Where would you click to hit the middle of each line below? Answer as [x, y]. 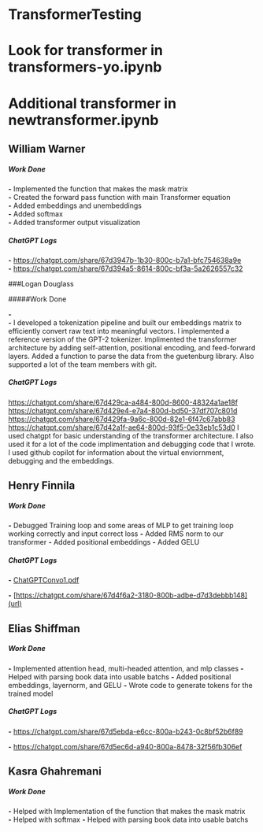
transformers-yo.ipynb [85, 67]
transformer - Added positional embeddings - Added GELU [104, 542]
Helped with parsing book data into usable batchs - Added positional [120, 677]
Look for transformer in [86, 51]
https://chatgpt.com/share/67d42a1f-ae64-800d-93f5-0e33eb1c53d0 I [124, 427]
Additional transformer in [93, 103]
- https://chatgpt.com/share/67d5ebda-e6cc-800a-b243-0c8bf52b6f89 [126, 731]
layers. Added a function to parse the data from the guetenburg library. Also [131, 356]
